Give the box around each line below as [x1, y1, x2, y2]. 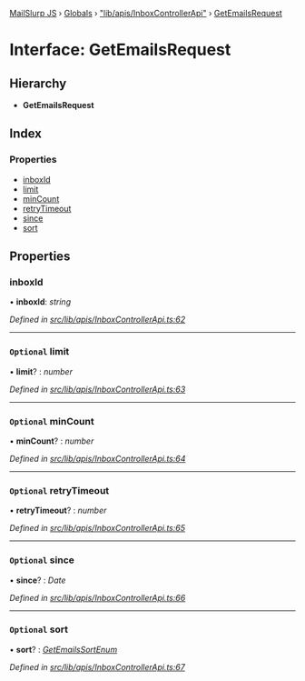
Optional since [9, 554, 75, 566]
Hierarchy [9, 75, 67, 91]
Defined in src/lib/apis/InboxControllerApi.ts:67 [9, 661, 186, 672]
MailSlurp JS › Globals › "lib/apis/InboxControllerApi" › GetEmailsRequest [9, 8, 283, 18]
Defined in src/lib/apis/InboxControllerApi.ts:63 [9, 384, 186, 395]
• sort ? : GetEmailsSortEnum [9, 644, 118, 655]
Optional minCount [9, 415, 94, 427]
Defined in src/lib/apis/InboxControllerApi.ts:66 [9, 592, 186, 603]
